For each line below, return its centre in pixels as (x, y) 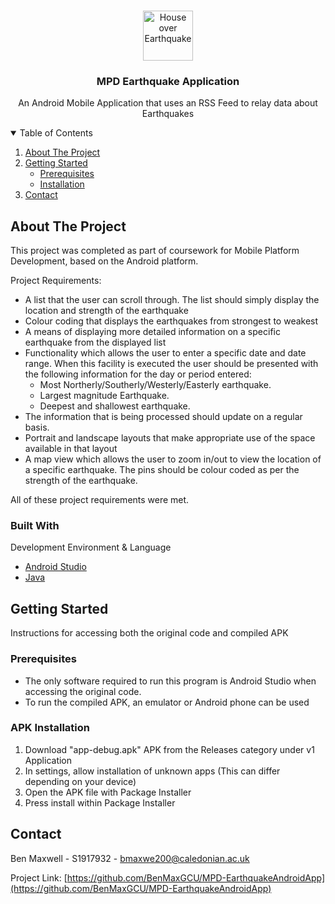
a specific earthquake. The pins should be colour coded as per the (162, 470)
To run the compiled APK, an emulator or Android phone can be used (167, 702)
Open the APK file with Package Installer (108, 792)
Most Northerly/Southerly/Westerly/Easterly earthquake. (155, 385)
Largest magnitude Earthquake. (104, 396)
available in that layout (71, 449)
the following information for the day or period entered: (138, 374)
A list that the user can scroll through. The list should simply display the (172, 300)
